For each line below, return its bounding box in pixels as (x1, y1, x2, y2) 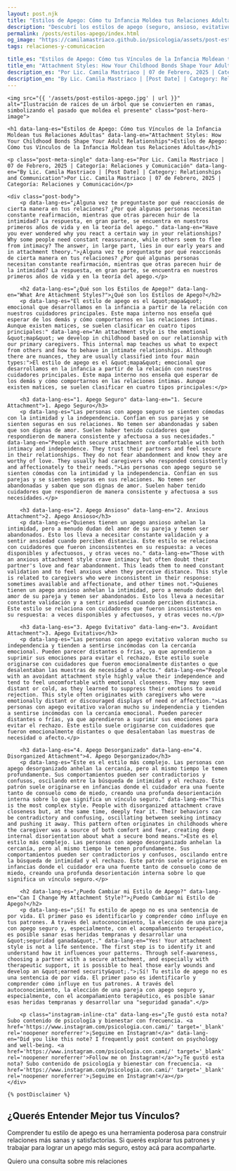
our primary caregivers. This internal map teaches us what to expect (7, 340, 218, 348)
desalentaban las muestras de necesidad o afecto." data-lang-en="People (7, 666, 228, 673)
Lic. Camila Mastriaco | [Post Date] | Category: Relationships (29, 168, 221, 176)
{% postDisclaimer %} (7, 1091, 71, 1098)
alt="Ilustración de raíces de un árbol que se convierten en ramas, (7, 101, 216, 108)
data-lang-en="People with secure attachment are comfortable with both (7, 439, 225, 446)
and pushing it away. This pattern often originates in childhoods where (7, 820, 228, 827)
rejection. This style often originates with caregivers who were (7, 691, 206, 698)
